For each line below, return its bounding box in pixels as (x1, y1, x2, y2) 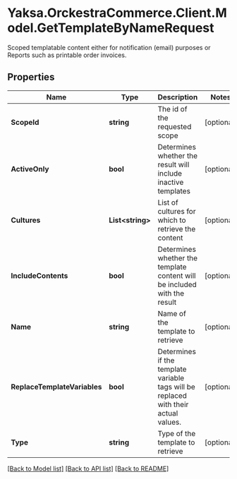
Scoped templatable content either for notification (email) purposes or (7, 43, 211, 51)
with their (157, 399, 189, 409)
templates (157, 186, 190, 195)
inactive (157, 177, 184, 187)
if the (157, 355, 175, 365)
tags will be (157, 382, 195, 392)
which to (157, 215, 186, 225)
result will (157, 159, 190, 169)
